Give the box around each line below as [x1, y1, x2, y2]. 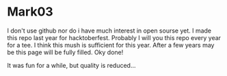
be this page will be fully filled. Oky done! [7, 48, 124, 56]
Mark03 [7, 4, 53, 20]
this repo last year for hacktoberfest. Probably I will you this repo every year [7, 33, 221, 41]
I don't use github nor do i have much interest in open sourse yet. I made [7, 26, 212, 35]
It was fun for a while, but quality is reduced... [7, 61, 136, 69]
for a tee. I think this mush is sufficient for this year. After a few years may [7, 41, 215, 49]
